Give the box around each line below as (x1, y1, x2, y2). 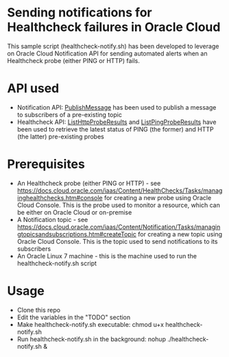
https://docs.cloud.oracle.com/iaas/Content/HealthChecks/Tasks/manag (16, 186, 223, 195)
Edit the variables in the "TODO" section (16, 313, 131, 321)
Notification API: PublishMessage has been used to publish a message (16, 103, 217, 111)
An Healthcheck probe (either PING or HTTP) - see (16, 179, 161, 187)
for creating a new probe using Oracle (104, 193, 212, 201)
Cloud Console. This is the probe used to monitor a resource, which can (16, 201, 221, 209)
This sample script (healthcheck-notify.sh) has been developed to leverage (7, 42, 219, 50)
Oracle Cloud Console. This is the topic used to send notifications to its (16, 237, 218, 245)
